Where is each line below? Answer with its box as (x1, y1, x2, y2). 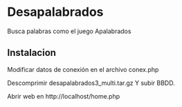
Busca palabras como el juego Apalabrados (7, 27, 131, 35)
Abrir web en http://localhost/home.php (7, 92, 120, 100)
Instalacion (7, 47, 57, 59)
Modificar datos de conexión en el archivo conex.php (7, 65, 159, 73)
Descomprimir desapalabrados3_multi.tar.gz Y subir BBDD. (7, 79, 175, 87)
